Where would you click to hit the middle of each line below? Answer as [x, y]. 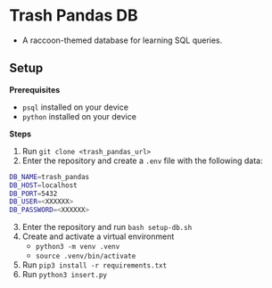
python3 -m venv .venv [78, 247]
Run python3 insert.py [64, 275]
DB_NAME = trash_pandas [49, 177]
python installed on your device [79, 116]
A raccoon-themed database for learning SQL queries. [122, 40]
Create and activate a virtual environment [98, 236]
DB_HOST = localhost [43, 185]
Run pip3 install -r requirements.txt [95, 265]
